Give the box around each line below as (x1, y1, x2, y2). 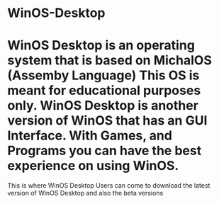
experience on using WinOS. (7, 158, 179, 174)
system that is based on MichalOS (7, 52, 213, 69)
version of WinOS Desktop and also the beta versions (7, 189, 164, 198)
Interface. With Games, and (7, 127, 172, 144)
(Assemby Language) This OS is (7, 67, 200, 84)
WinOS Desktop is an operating (7, 38, 195, 54)
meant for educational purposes (7, 83, 201, 98)
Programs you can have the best (7, 143, 202, 159)
